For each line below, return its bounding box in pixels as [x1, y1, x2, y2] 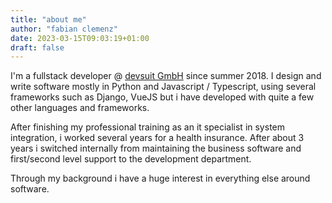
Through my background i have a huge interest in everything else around [10, 172, 311, 185]
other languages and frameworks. [10, 102, 150, 114]
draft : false [10, 42, 65, 53]
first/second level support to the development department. [10, 153, 252, 165]
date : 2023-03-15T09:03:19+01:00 [10, 33, 150, 43]
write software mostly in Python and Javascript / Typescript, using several [10, 81, 317, 93]
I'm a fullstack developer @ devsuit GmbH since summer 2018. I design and [10, 70, 322, 82]
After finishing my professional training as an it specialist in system [10, 121, 285, 133]
